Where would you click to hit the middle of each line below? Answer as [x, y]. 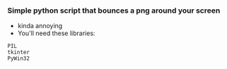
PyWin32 [19, 58]
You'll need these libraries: [56, 33]
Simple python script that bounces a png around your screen [114, 11]
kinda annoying [40, 26]
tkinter [19, 52]
